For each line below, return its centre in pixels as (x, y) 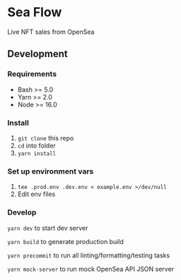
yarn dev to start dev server (48, 228)
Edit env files (36, 194)
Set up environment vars (51, 171)
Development (38, 54)
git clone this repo (46, 138)
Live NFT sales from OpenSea (51, 32)
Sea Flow (35, 12)
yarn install (37, 153)
